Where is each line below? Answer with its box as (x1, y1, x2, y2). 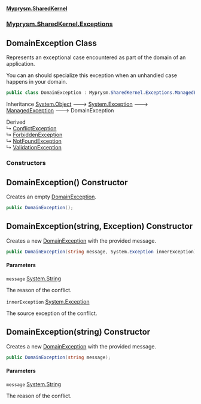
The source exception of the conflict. (6, 310, 98, 317)
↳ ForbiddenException (6, 131, 63, 139)
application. (6, 60, 35, 68)
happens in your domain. (6, 78, 68, 85)
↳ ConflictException (6, 125, 57, 132)
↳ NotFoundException (6, 137, 62, 145)
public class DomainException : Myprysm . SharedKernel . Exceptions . (6, 90, 175, 96)
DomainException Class (6, 38, 98, 48)
